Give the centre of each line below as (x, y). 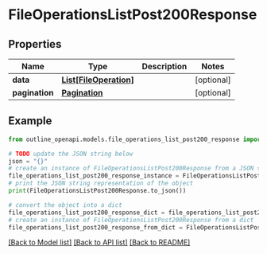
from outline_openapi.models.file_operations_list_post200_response (124, 139)
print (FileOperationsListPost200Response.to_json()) (97, 191)
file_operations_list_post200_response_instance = (94, 176)
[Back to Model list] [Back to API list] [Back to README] (99, 242)
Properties (35, 44)
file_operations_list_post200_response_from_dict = (95, 227)
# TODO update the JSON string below (71, 154)
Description (164, 66)
